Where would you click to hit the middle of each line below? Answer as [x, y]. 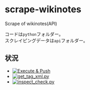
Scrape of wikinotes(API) [31, 24]
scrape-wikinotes [43, 9]
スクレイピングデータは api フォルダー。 [46, 40]
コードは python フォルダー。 [34, 34]
